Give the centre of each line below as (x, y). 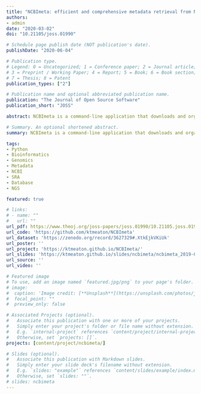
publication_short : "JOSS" (40, 106)
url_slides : (21, 255)
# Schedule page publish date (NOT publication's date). (79, 45)
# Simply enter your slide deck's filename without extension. (89, 365)
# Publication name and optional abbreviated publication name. (88, 94)
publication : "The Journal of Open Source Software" (73, 100)
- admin (16, 23)
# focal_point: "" (31, 299)
